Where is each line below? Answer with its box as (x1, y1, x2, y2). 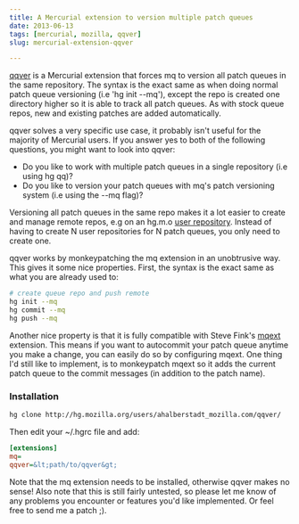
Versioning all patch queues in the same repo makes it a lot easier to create (9, 207, 286, 218)
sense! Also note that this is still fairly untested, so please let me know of (9, 486, 277, 496)
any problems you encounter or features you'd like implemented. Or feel (9, 495, 274, 506)
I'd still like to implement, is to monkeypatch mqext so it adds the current (9, 358, 277, 369)
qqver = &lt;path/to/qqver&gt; (9, 460, 118, 469)
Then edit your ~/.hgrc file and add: (9, 426, 140, 437)
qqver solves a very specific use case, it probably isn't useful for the (9, 126, 262, 136)
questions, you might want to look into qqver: (9, 144, 176, 155)
